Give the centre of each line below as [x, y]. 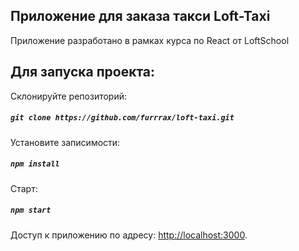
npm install [35, 164]
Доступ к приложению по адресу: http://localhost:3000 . [129, 235]
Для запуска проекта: [83, 72]
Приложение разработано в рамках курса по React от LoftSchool [150, 40]
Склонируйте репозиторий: [69, 96]
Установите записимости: [65, 142]
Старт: [24, 188]
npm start [31, 210]
